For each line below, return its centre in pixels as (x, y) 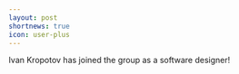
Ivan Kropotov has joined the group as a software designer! (119, 60)
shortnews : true (39, 26)
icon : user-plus (39, 34)
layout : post (33, 18)
